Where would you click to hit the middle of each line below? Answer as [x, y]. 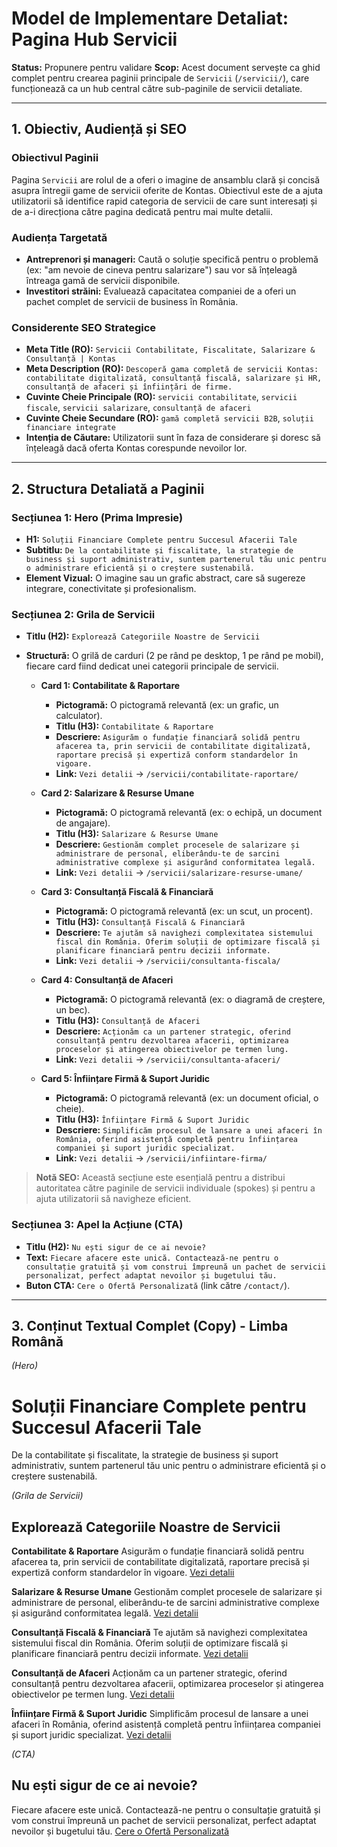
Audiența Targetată [59, 237]
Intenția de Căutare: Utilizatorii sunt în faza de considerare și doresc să [173, 438]
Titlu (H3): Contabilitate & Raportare [134, 726]
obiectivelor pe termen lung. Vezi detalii [93, 1694]
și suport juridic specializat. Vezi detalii [91, 1735]
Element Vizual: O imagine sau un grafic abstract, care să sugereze [165, 578]
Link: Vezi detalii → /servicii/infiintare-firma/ [161, 1158]
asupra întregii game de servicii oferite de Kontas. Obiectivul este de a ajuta [167, 190]
